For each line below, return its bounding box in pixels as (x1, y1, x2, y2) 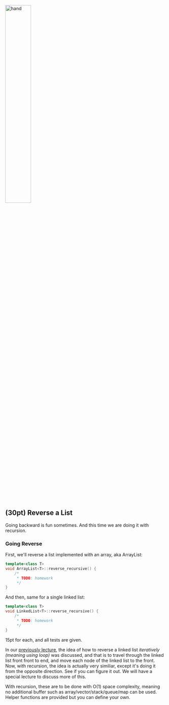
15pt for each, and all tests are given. (5, 637, 82, 643)
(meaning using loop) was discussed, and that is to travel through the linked (5, 652, 164, 658)
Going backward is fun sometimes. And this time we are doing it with (5, 522, 149, 528)
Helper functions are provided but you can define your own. (5, 694, 130, 700)
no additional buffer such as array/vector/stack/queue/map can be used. (5, 689, 157, 695)
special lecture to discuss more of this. (5, 674, 86, 680)
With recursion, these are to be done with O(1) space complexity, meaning (5, 683, 160, 689)
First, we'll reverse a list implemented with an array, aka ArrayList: (5, 552, 143, 558)
